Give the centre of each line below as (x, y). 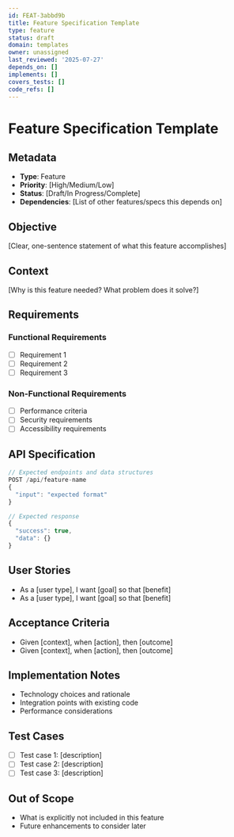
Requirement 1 (43, 354)
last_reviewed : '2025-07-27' (56, 60)
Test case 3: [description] (62, 773)
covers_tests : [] (37, 82)
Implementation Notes (64, 675)
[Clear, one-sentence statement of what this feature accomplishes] (117, 246)
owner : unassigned (38, 52)
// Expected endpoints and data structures (81, 472)
